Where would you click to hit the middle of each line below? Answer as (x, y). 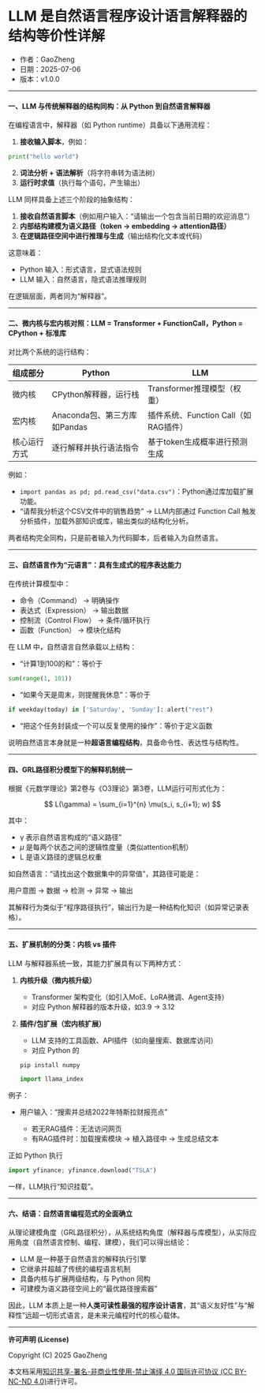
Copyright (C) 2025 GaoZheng (58, 1355)
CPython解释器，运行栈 (95, 395)
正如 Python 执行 (35, 1155)
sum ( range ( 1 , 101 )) (40, 679)
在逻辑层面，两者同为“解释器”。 (60, 296)
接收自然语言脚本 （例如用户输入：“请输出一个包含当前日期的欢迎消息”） (137, 216)
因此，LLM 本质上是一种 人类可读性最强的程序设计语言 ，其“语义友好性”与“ (128, 1305)
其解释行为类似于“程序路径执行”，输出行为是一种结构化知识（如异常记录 (125, 908)
